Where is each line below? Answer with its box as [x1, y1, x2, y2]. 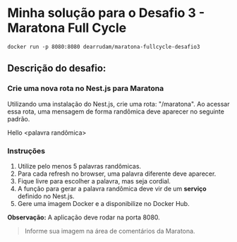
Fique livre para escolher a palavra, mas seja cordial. [17, 176, 171, 185]
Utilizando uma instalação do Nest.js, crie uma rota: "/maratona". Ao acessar [7, 99, 230, 108]
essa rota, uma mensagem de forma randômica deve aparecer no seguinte [7, 107, 224, 116]
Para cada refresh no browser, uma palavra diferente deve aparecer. [17, 169, 217, 178]
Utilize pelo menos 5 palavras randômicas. [17, 162, 142, 170]
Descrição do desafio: [7, 62, 107, 75]
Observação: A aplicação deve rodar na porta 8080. [7, 213, 160, 222]
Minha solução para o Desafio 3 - [7, 5, 205, 21]
